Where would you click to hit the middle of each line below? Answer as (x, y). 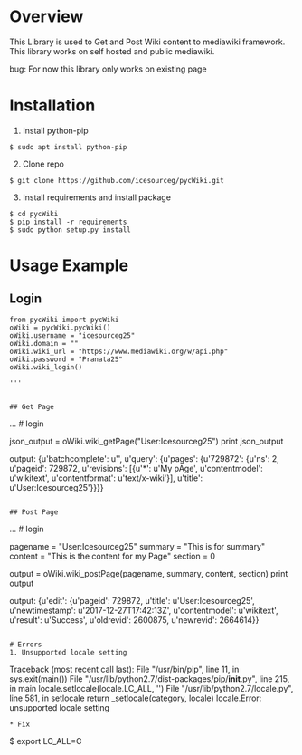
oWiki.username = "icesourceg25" (72, 335)
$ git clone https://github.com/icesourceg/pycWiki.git (117, 180)
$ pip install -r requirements (68, 222)
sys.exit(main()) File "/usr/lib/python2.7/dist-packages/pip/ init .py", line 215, (150, 679)
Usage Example (69, 266)
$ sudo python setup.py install (70, 229)
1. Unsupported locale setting (68, 652)
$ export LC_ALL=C (46, 741)
